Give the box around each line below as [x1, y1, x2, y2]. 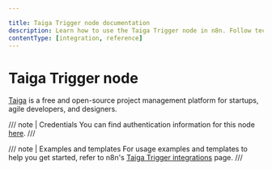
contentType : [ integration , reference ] [8, 34, 143, 42]
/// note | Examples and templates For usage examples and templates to [8, 144, 249, 154]
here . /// [8, 129, 36, 138]
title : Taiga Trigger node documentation [8, 19, 151, 27]
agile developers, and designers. [8, 104, 117, 114]
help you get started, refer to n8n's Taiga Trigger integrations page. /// [8, 153, 243, 163]
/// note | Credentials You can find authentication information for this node [8, 120, 255, 130]
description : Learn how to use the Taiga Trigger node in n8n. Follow [8, 26, 252, 35]
